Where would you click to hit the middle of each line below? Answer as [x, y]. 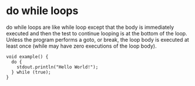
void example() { [27, 57]
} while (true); [31, 72]
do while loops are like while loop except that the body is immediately [90, 27]
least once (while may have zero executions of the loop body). [81, 46]
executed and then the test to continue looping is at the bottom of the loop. [97, 33]
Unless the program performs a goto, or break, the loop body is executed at [97, 39]
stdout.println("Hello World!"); [58, 67]
